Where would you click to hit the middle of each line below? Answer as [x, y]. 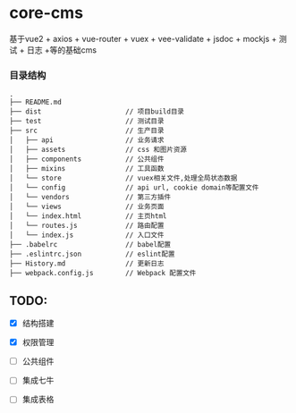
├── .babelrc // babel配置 [90, 245]
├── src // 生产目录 [87, 131]
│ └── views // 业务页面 [87, 207]
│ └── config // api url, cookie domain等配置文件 [134, 188]
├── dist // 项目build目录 [97, 112]
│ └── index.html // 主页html [88, 216]
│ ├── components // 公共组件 [87, 159]
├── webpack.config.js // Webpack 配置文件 [103, 274]
